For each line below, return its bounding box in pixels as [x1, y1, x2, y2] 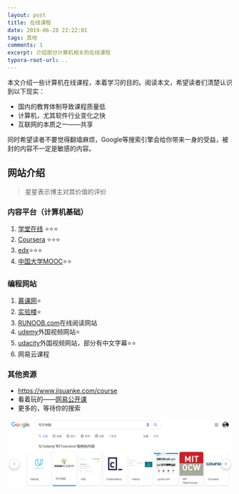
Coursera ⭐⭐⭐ [17, 235, 61, 243]
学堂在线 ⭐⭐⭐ [17, 224, 59, 233]
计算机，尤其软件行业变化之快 [17, 111, 106, 119]
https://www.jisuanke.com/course [17, 386, 118, 395]
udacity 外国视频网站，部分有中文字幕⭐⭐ [17, 339, 137, 348]
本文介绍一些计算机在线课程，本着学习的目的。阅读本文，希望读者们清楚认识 [7, 78, 233, 86]
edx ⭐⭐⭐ [17, 246, 43, 254]
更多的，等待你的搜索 [17, 403, 81, 412]
